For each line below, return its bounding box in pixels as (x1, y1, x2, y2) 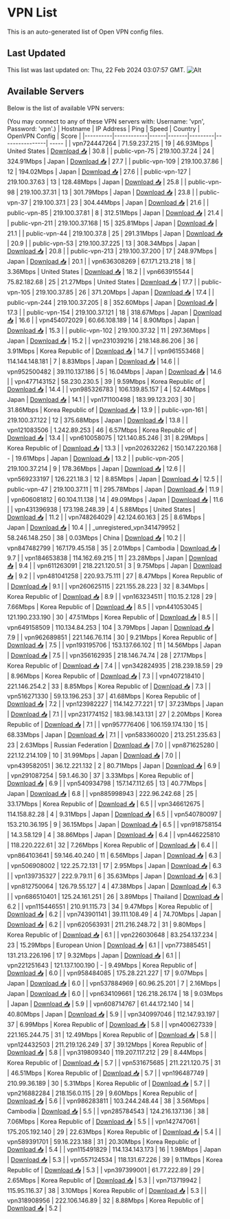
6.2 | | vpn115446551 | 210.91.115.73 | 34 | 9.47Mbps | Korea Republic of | (7, 902, 213, 911)
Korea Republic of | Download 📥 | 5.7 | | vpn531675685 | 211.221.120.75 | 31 (7, 1058, 221, 1067)
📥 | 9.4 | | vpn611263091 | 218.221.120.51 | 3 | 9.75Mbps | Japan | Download (7, 561, 222, 569)
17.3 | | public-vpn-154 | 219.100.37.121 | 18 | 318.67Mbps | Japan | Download (7, 308, 222, 317)
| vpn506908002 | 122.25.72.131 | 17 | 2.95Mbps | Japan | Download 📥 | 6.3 (7, 861, 222, 869)
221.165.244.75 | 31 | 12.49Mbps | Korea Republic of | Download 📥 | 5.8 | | (7, 1030, 217, 1038)
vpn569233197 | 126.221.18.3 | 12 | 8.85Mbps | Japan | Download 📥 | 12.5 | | (7, 475, 223, 483)
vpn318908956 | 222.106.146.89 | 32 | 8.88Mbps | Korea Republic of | (7, 1196, 204, 1205)
